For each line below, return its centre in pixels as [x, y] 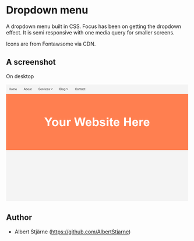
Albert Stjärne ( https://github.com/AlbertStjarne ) [73, 232]
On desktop [20, 76]
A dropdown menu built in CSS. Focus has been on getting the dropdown [94, 26]
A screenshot [31, 62]
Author [19, 217]
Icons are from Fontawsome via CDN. [51, 44]
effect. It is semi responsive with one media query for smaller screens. [90, 32]
